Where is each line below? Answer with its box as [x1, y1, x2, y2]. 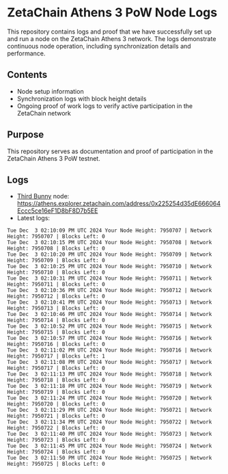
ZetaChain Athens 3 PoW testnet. [7, 154, 100, 162]
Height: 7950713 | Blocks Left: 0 [7, 305, 106, 312]
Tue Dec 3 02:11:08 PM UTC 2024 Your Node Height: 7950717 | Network [7, 359, 212, 366]
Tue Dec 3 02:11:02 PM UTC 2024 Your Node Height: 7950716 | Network [7, 347, 212, 354]
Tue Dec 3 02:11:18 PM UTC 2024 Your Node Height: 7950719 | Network [7, 383, 212, 390]
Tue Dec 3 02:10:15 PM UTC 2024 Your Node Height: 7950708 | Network [7, 239, 212, 246]
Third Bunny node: [16, 192, 70, 200]
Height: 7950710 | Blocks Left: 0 [7, 269, 106, 276]
